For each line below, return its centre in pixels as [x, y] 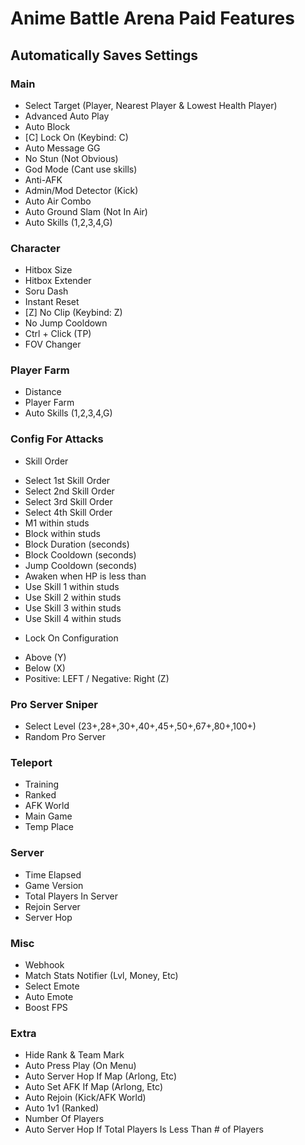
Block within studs [62, 533]
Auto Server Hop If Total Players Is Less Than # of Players [144, 1129]
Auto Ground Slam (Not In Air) [86, 211]
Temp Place [49, 827]
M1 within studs [57, 523]
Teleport [31, 762]
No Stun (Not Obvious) [71, 158]
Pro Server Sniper [54, 704]
